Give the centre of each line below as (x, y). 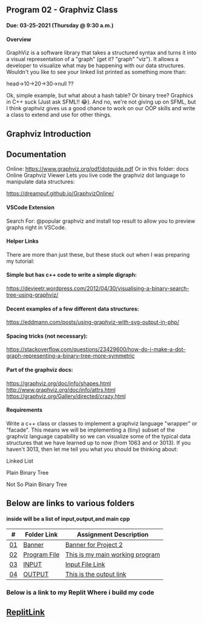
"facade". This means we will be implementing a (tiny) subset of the (91, 430)
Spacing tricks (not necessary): (47, 336)
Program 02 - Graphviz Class (62, 10)
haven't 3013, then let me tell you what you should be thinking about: (92, 449)
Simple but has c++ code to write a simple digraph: (72, 275)
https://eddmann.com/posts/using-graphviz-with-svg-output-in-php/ (93, 322)
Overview (19, 39)
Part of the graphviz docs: (40, 370)
